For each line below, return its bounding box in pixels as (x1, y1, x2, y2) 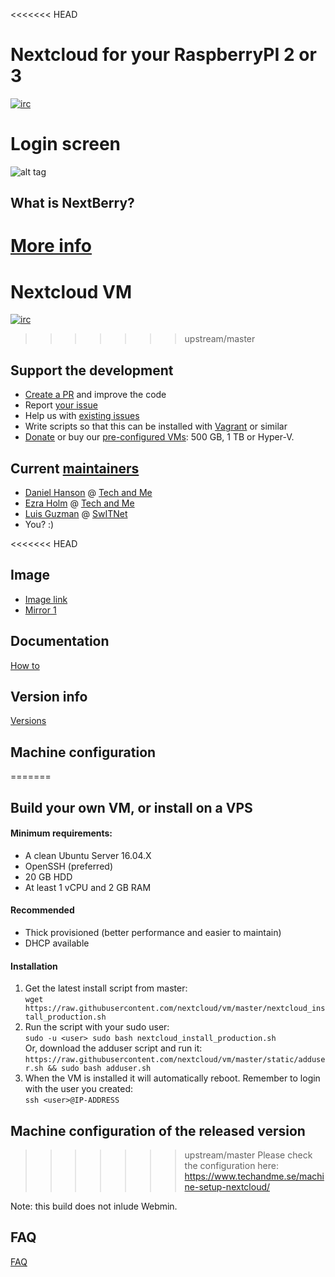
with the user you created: (24, 1083, 134, 1095)
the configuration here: (184, 1160, 280, 1172)
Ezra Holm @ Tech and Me (24, 497, 135, 509)
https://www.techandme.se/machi (184, 1170, 325, 1183)
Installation (10, 960, 58, 972)
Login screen (10, 133, 122, 156)
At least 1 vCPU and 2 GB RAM (24, 881, 152, 893)
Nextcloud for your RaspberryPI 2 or (10, 44, 317, 66)
